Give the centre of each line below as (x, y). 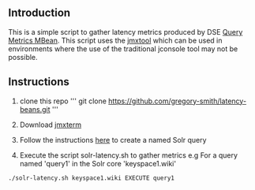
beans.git (35, 109)
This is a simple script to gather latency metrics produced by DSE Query (126, 32)
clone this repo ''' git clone (63, 101)
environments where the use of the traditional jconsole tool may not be (123, 48)
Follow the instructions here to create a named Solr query (113, 140)
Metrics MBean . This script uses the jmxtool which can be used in (115, 40)
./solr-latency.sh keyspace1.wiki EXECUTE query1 (92, 178)
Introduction (39, 13)
